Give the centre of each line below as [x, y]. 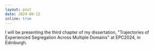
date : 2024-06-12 [23, 14]
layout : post [18, 9]
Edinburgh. [16, 43]
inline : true [18, 18]
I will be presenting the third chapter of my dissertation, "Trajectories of [77, 33]
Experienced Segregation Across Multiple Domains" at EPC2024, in [73, 37]
